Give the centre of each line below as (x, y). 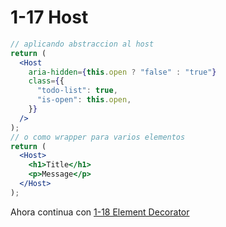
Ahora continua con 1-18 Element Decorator (100, 212)
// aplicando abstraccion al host (82, 44)
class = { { (46, 81)
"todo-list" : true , (77, 91)
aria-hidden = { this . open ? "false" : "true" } (122, 72)
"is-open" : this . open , (84, 100)
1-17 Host (49, 17)
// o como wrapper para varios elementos (98, 137)
